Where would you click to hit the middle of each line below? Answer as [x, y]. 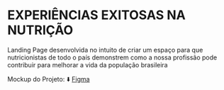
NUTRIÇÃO [40, 30]
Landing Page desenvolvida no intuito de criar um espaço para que [105, 50]
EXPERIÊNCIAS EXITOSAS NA [96, 15]
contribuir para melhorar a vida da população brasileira [88, 64]
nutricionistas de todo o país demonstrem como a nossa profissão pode [112, 57]
